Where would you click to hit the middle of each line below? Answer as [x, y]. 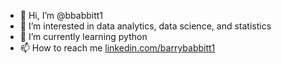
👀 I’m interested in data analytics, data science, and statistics [145, 26]
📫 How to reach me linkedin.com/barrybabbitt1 [117, 48]
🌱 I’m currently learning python [83, 36]
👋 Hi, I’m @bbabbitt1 [61, 15]
